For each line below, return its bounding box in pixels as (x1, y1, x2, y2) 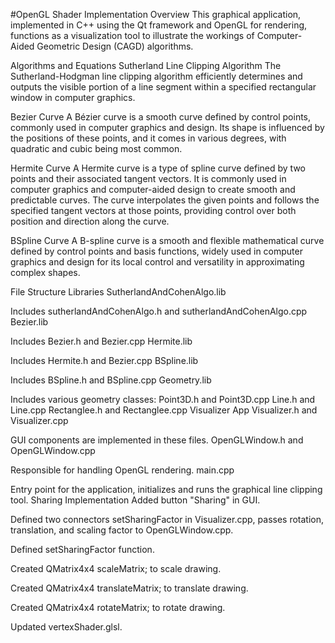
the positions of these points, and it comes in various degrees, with (10, 132, 287, 144)
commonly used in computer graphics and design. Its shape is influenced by (10, 122, 325, 133)
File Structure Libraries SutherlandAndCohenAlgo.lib (10, 286, 227, 298)
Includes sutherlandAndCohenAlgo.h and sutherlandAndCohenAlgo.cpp (10, 305, 308, 317)
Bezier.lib (10, 316, 49, 328)
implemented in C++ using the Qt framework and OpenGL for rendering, (10, 19, 308, 31)
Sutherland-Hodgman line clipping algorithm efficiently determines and (10, 70, 303, 82)
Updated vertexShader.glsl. (10, 621, 123, 633)
